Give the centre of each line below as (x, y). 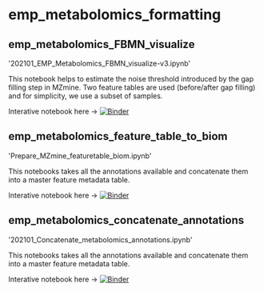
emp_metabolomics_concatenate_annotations (126, 220)
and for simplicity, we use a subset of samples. (86, 96)
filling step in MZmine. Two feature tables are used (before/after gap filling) (132, 87)
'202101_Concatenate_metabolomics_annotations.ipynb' (101, 239)
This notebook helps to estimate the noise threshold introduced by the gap (131, 79)
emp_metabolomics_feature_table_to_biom (118, 136)
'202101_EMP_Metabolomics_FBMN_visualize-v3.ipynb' (100, 63)
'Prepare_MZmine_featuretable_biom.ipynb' (80, 155)
